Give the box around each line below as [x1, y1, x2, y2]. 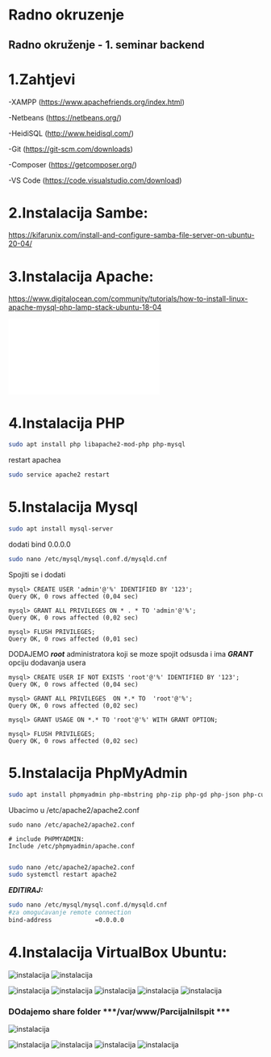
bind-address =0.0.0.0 [8, 916, 125, 924]
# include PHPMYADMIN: [8, 835, 85, 843]
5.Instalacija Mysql [8, 498, 139, 517]
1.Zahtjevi [8, 70, 76, 88]
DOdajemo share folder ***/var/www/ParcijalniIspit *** [8, 1005, 231, 1017]
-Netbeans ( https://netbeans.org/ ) [8, 112, 123, 122]
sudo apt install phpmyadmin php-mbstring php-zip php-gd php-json [8, 790, 240, 798]
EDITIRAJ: [8, 886, 44, 895]
